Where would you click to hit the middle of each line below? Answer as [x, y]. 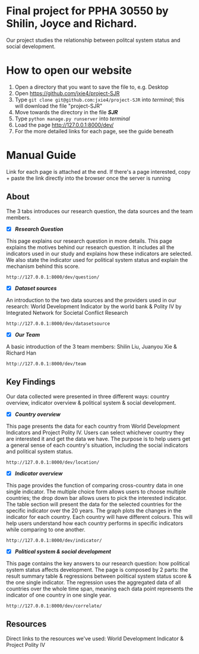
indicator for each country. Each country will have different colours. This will [99, 517]
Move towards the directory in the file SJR [66, 112]
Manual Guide [41, 155]
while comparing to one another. [46, 529]
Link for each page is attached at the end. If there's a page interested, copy [99, 171]
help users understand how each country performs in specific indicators [95, 523]
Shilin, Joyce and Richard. [72, 24]
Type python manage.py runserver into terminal [72, 118]
